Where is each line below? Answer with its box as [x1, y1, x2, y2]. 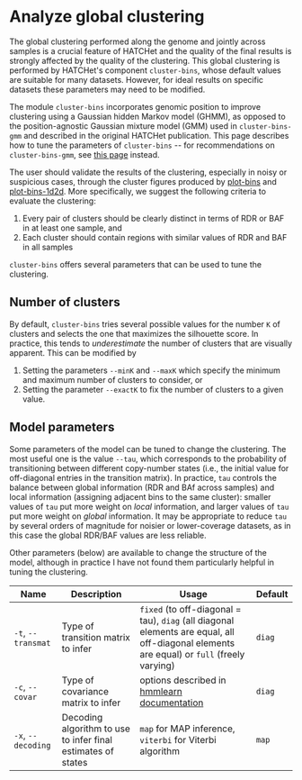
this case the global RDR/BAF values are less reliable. [9, 530, 207, 540]
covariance [61, 685, 110, 697]
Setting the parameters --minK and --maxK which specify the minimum [22, 365, 280, 376]
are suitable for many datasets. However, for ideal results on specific [9, 74, 263, 85]
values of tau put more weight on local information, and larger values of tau [9, 501, 289, 512]
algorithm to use [61, 722, 130, 735]
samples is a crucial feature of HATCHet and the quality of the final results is [9, 45, 292, 56]
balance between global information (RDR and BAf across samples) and [9, 482, 275, 493]
